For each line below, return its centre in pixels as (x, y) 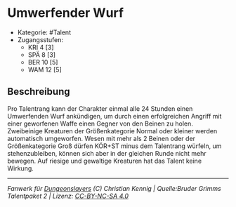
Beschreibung (39, 92)
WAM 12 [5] (45, 69)
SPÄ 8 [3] (42, 55)
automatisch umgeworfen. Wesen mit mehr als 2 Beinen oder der (101, 138)
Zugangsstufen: (40, 39)
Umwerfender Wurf (66, 13)
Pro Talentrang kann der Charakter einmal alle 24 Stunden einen (100, 108)
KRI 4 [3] (41, 47)
